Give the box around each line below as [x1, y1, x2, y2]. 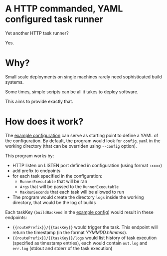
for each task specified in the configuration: [12, 173, 103, 179]
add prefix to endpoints [12, 168, 61, 174]
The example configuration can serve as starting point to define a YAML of [5, 132, 159, 138]
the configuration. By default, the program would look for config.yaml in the [5, 138, 161, 144]
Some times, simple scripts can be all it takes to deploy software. [5, 88, 139, 95]
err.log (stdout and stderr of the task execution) [12, 245, 113, 251]
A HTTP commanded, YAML [5, 3, 123, 14]
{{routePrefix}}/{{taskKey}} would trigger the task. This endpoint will [12, 224, 158, 230]
